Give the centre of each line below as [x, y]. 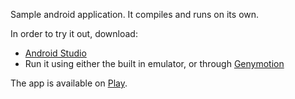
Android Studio [55, 53]
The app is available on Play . [69, 83]
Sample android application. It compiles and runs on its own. [135, 14]
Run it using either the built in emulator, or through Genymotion [154, 63]
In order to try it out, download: [74, 33]
